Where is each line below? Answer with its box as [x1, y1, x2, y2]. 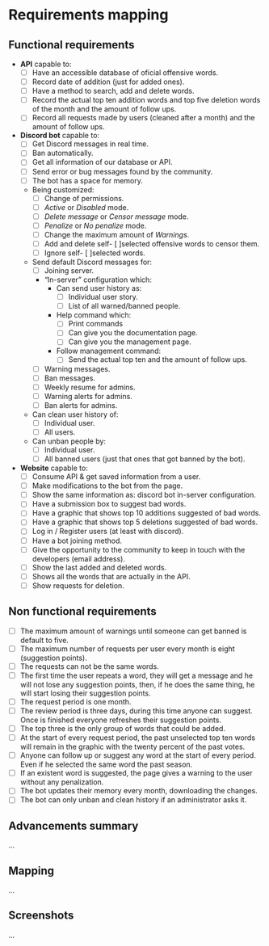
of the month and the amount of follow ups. [32, 104, 177, 114]
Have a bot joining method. [32, 536, 123, 545]
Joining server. [44, 266, 95, 275]
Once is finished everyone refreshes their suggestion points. [19, 715, 222, 725]
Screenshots [8, 909, 74, 923]
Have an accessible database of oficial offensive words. [32, 68, 219, 78]
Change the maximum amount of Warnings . [44, 229, 190, 239]
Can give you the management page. [68, 337, 191, 347]
